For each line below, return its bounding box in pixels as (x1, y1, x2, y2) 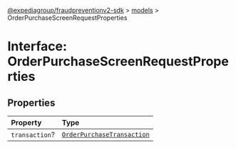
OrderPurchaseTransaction (61, 131, 150, 138)
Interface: (7, 38, 68, 55)
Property (11, 118, 42, 127)
